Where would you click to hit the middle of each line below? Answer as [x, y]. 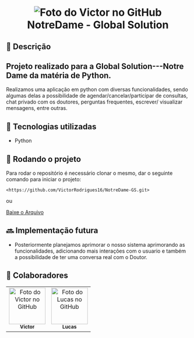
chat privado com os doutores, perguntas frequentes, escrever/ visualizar [94, 102]
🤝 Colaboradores [37, 276]
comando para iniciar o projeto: [44, 180]
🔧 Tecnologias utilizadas [51, 127]
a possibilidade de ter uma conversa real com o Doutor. [81, 257]
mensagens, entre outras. [37, 108]
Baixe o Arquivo [25, 212]
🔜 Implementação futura [52, 231]
